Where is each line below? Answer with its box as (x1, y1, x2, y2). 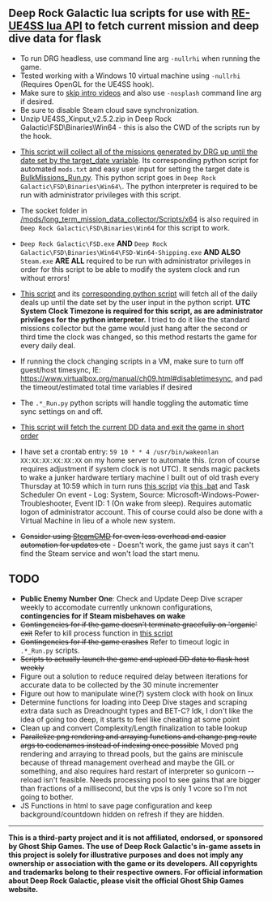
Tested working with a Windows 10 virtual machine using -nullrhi (19, 71, 241, 80)
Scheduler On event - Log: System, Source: (19, 489, 166, 499)
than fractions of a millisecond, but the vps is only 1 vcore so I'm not (19, 783, 248, 793)
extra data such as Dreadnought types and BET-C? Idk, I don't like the (19, 705, 253, 715)
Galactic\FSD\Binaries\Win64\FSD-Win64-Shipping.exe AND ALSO (19, 247, 241, 257)
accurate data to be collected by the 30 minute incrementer (19, 679, 219, 689)
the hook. (19, 131, 53, 140)
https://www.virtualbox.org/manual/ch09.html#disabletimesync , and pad (19, 373, 263, 383)
